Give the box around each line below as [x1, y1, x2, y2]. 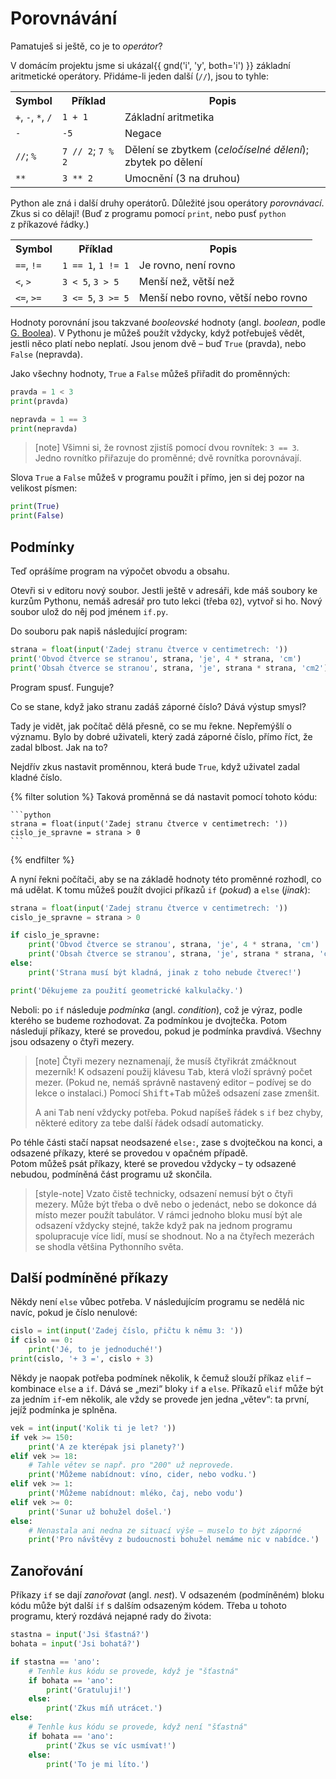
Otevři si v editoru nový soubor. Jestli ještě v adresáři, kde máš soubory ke [10, 585, 318, 596]
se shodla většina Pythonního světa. [34, 1240, 184, 1252]
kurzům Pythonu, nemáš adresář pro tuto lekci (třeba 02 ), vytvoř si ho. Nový [10, 595, 323, 607]
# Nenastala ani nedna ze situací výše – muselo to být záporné [28, 1525, 302, 1536]
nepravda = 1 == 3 [10, 414, 87, 424]
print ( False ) [10, 511, 65, 521]
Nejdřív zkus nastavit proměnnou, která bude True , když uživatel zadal [10, 760, 300, 772]
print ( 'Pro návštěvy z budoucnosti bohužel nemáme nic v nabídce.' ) [28, 1535, 320, 1545]
